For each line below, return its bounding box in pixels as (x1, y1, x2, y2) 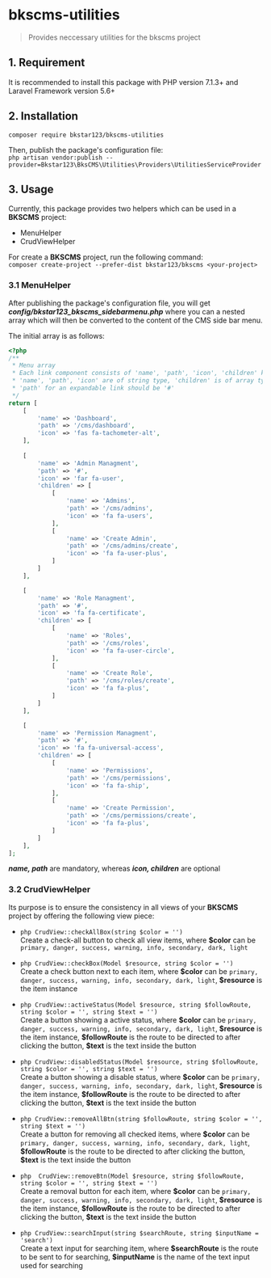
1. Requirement (8, 56, 85, 70)
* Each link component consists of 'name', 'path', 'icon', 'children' (11, 369, 258, 377)
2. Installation (8, 109, 79, 123)
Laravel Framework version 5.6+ (8, 86, 115, 95)
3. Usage (8, 182, 54, 196)
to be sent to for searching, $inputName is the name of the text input (19, 1251, 250, 1262)
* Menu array (11, 361, 56, 369)
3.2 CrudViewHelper (8, 884, 91, 895)
